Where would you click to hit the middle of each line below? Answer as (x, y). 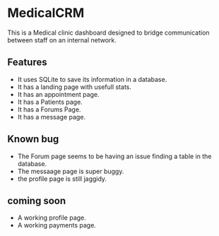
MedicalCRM (46, 13)
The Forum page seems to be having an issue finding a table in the (114, 156)
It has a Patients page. (50, 102)
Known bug (33, 139)
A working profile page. (52, 218)
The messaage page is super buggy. (71, 171)
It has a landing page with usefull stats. (75, 87)
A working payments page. (57, 225)
